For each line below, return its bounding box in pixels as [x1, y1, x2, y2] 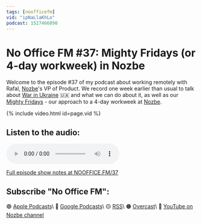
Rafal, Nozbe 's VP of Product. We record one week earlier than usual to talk [6, 85, 194, 92]
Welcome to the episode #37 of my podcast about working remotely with [6, 79, 188, 86]
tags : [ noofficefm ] [6, 8, 55, 15]
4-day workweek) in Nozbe [6, 58, 145, 72]
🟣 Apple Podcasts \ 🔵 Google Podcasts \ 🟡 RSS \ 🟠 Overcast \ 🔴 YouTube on [6, 202, 193, 210]
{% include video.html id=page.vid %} [6, 110, 101, 117]
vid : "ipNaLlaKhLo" [6, 14, 55, 20]
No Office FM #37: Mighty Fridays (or [6, 46, 196, 60]
